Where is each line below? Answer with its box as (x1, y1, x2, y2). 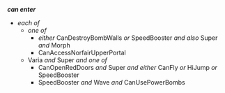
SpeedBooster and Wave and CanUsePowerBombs (38, 78, 186, 86)
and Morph (38, 41, 71, 49)
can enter (7, 6, 36, 13)
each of (17, 19, 40, 27)
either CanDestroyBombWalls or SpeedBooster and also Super (38, 34, 218, 42)
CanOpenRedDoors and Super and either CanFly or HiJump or (38, 64, 218, 71)
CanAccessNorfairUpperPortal (38, 48, 127, 57)
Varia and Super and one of (27, 56, 108, 64)
